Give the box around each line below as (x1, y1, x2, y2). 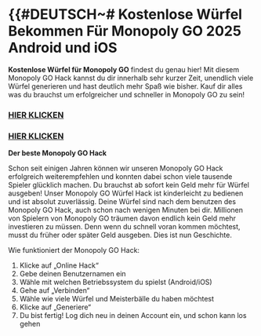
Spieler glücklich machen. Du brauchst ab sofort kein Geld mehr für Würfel (8, 181, 249, 190)
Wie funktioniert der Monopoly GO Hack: (8, 246, 140, 255)
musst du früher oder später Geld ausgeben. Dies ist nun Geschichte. (8, 230, 233, 240)
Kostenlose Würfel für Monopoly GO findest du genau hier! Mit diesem (8, 64, 240, 74)
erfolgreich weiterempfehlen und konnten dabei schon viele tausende (8, 172, 233, 181)
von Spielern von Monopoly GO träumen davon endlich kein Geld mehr (8, 214, 237, 223)
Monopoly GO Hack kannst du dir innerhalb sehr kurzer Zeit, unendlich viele (8, 73, 254, 82)
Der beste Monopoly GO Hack (8, 148, 107, 158)
